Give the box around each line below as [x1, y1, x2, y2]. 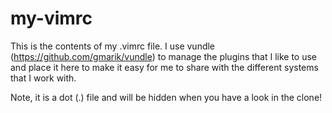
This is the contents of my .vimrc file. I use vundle [10, 40, 216, 52]
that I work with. [10, 72, 77, 84]
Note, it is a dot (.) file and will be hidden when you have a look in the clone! [10, 91, 323, 103]
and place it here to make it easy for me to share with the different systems [10, 61, 319, 73]
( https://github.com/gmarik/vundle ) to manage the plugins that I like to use [10, 50, 318, 62]
